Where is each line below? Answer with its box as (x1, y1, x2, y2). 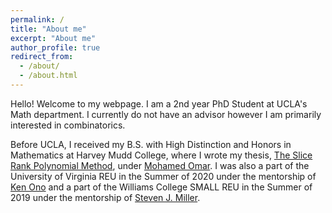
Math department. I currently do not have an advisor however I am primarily (10, 108, 322, 120)
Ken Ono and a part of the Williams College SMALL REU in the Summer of (10, 181, 313, 193)
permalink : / (10, 14, 65, 25)
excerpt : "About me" (10, 33, 97, 43)
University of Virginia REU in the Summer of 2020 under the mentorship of (10, 170, 317, 182)
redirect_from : (10, 52, 74, 62)
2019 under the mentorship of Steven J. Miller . (10, 191, 201, 203)
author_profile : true (10, 42, 101, 53)
